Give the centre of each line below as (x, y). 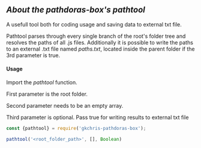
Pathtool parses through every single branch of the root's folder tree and (96, 36)
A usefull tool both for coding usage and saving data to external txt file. (94, 24)
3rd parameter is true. (33, 55)
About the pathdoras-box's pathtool (76, 10)
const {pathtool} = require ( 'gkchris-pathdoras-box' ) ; (76, 129)
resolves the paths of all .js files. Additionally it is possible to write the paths (100, 42)
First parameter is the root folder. (47, 94)
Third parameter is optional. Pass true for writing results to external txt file (97, 117)
